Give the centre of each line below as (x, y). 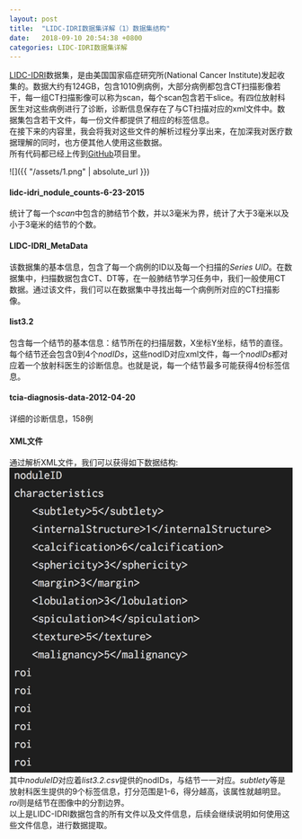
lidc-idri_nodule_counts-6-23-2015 (77, 192)
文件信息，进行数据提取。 (64, 826)
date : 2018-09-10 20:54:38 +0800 (76, 38)
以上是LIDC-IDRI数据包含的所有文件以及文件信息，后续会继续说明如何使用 (146, 814)
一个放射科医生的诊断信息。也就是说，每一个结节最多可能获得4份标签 (154, 365)
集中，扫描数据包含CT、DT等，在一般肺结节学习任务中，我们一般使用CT (151, 278)
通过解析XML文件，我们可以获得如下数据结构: (94, 463)
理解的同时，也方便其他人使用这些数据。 (92, 143)
